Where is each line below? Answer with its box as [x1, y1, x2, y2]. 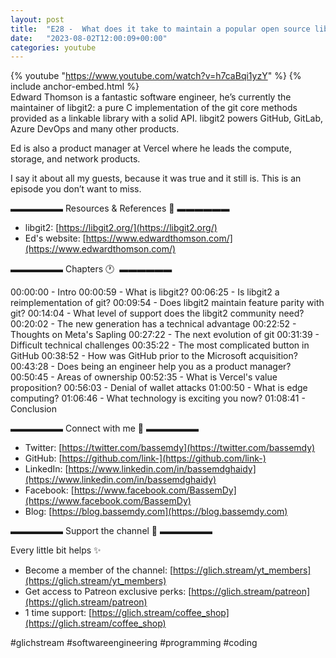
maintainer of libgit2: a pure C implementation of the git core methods [10, 102, 298, 114]
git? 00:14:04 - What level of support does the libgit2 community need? [10, 307, 305, 320]
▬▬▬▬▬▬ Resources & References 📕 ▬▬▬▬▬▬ [10, 202, 230, 215]
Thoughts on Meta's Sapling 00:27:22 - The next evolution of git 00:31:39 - [10, 329, 320, 341]
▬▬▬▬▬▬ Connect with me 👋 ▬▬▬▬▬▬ [10, 422, 199, 435]
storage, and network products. [10, 153, 141, 165]
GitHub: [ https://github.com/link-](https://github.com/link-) [24, 452, 267, 465]
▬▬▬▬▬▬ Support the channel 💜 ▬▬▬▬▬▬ [10, 525, 213, 537]
